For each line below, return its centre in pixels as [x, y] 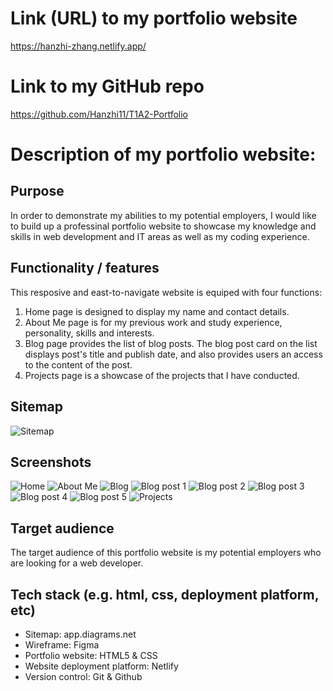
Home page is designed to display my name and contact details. [157, 311]
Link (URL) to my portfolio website [154, 18]
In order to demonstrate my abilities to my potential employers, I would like [163, 215]
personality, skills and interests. [89, 333]
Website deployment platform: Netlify [101, 666]
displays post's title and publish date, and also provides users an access [173, 354]
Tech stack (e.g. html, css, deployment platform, [165, 594]
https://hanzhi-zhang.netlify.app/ [78, 46]
